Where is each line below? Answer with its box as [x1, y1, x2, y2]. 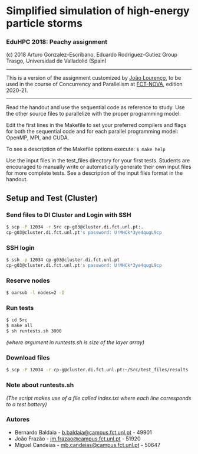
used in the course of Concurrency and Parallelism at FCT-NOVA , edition [6, 81, 183, 88]
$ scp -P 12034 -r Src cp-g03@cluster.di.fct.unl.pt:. [6, 224, 144, 230]
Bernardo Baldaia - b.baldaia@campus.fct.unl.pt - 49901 [14, 429, 152, 436]
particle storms [6, 17, 83, 30]
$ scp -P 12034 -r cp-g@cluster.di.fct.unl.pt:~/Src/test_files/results [6, 367, 189, 373]
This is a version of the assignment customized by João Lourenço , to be [6, 74, 181, 81]
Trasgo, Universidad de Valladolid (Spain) [6, 57, 107, 64]
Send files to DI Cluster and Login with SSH [6, 211, 131, 219]
